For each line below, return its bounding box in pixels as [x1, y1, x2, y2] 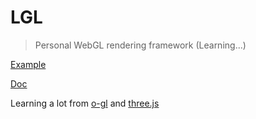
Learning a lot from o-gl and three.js [10, 97, 160, 109]
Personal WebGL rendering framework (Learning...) [34, 39, 247, 51]
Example [10, 58, 47, 70]
